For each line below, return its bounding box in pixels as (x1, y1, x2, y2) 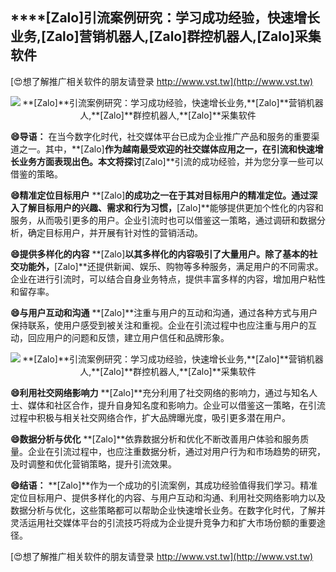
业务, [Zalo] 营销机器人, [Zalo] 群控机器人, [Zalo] (10, 28, 295, 45)
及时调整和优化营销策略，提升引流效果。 (10, 458, 177, 470)
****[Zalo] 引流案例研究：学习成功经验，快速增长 (10, 9, 321, 27)
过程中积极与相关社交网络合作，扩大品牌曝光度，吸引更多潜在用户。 (10, 411, 291, 423)
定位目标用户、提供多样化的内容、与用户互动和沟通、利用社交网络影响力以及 (10, 491, 326, 503)
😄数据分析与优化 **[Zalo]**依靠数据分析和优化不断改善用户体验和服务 (10, 433, 301, 445)
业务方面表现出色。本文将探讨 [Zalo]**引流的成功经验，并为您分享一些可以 (18, 155, 324, 167)
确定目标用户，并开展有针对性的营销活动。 (27, 226, 203, 238)
